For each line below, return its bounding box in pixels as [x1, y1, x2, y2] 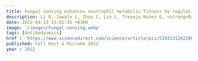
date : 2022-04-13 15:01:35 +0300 [6, 19, 88, 25]
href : [6, 35, 22, 41]
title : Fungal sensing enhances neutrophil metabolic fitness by [6, 8, 170, 15]
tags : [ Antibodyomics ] [6, 30, 62, 36]
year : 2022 [6, 46, 35, 52]
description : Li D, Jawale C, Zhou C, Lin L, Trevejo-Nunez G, [6, 14, 165, 20]
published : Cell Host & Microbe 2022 [6, 41, 99, 47]
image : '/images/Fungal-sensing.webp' [6, 24, 101, 31]
